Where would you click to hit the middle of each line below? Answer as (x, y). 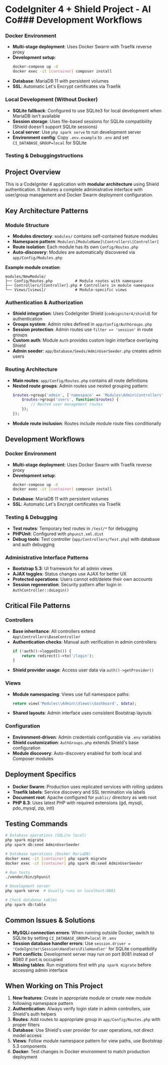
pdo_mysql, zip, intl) (33, 808)
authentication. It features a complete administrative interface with (74, 190)
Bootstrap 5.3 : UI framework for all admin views (62, 568)
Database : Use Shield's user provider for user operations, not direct (83, 1030)
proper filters (26, 1025)
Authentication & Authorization (44, 302)
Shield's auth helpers (34, 1014)
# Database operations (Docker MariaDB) (48, 854)
